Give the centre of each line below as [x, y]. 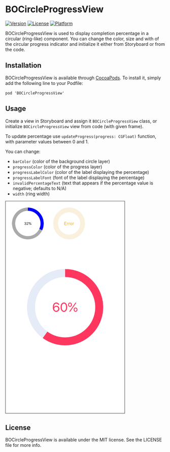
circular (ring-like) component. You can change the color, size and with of [82, 39]
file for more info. [23, 445]
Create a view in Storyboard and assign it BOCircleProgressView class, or [81, 121]
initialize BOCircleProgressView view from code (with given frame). [74, 126]
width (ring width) [31, 194]
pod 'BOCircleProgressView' [35, 93]
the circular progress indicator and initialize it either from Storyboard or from [85, 44]
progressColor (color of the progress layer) [57, 167]
